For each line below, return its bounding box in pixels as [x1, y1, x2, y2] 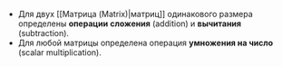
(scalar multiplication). [17, 47, 102, 58]
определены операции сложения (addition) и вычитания [17, 18, 242, 29]
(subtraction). [17, 28, 70, 38]
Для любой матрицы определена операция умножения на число [17, 37, 274, 48]
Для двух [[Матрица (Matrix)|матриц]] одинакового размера [17, 9, 254, 19]
